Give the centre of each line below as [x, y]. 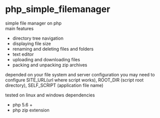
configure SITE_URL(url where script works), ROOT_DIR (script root [74, 80]
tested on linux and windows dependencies [50, 95]
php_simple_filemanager [58, 9]
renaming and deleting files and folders [53, 49]
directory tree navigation [38, 38]
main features [20, 28]
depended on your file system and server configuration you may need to [80, 74]
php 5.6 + [22, 104]
